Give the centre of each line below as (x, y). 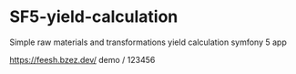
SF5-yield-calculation (94, 17)
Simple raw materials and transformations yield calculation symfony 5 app (148, 42)
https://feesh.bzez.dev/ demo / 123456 (82, 59)
